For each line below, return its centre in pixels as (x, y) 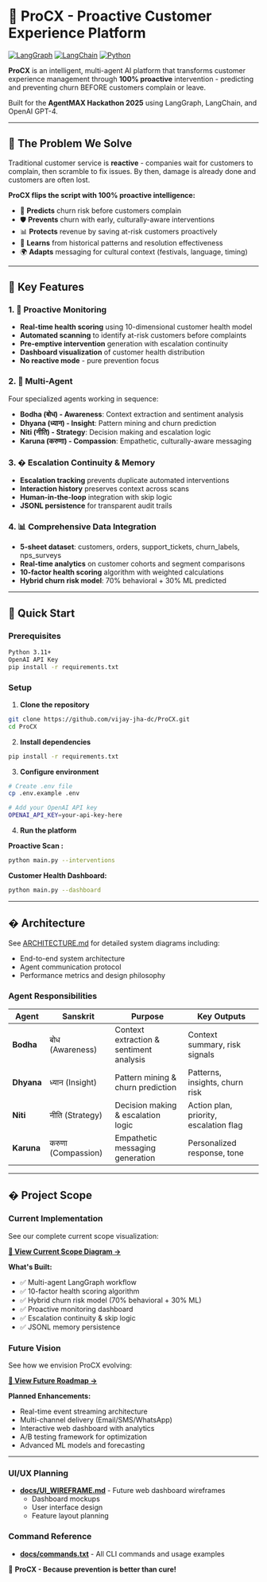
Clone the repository (54, 704)
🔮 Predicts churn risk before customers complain (101, 211)
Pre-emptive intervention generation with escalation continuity (124, 344)
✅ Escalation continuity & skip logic (78, 1317)
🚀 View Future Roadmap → (53, 1380)
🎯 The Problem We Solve (70, 143)
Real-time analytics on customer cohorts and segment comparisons (132, 564)
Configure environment (59, 772)
